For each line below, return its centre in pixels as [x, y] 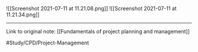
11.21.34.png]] [23, 15]
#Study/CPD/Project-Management [48, 43]
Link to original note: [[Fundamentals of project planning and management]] [98, 31]
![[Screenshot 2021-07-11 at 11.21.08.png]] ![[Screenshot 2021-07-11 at [91, 8]
